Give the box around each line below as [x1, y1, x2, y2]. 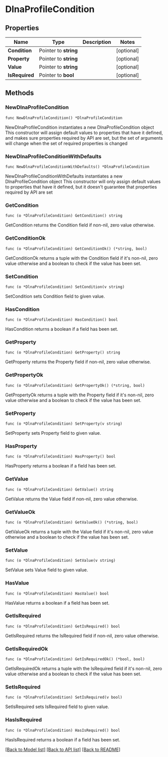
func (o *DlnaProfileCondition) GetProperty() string [5, 350, 121, 355]
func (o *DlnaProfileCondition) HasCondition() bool [5, 317, 118, 322]
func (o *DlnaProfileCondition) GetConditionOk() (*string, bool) [5, 246, 147, 251]
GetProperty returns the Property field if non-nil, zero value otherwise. [5, 359, 151, 365]
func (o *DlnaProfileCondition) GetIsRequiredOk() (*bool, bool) [5, 657, 145, 662]
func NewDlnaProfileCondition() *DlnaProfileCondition [5, 115, 123, 121]
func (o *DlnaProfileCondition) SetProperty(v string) [5, 421, 123, 427]
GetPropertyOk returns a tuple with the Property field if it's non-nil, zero [5, 392, 154, 398]
